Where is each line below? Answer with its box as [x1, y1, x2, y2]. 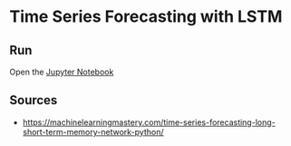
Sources [9, 92, 58, 108]
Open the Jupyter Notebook [9, 66, 114, 77]
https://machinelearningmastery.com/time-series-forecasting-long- [22, 116, 276, 128]
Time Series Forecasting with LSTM [9, 6, 283, 27]
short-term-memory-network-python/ [22, 126, 164, 137]
